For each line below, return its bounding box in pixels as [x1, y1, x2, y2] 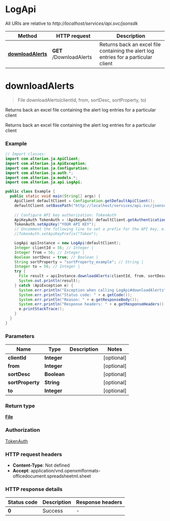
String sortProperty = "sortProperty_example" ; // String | [14, 259, 144, 265]
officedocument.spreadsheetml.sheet [12, 473, 91, 479]
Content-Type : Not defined [12, 462, 70, 468]
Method [18, 32, 37, 39]
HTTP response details [5, 486, 63, 493]
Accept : [12, 467, 30, 473]
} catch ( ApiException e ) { [14, 283, 73, 288]
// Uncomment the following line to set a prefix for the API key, [14, 227, 159, 232]
